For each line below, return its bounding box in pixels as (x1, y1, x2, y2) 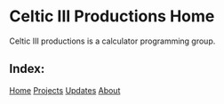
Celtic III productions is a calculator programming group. (9, 36, 216, 46)
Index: (9, 61, 45, 76)
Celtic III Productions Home (9, 6, 215, 27)
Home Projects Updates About (9, 84, 121, 95)
